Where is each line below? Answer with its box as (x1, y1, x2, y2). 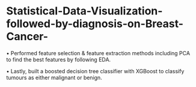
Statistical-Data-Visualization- (6, 4, 163, 18)
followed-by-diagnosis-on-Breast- (6, 17, 184, 31)
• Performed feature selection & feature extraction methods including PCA (6, 49, 191, 56)
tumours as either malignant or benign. (6, 74, 102, 81)
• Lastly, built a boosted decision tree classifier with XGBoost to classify (6, 67, 185, 74)
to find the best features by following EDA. (6, 56, 111, 63)
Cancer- (6, 30, 49, 43)
